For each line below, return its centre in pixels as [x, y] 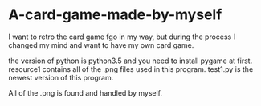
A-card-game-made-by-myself [115, 15]
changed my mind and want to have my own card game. [101, 45]
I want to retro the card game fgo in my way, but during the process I [122, 37]
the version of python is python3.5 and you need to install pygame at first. [130, 61]
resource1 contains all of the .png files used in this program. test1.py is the [131, 69]
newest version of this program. [61, 77]
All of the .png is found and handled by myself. [86, 92]
